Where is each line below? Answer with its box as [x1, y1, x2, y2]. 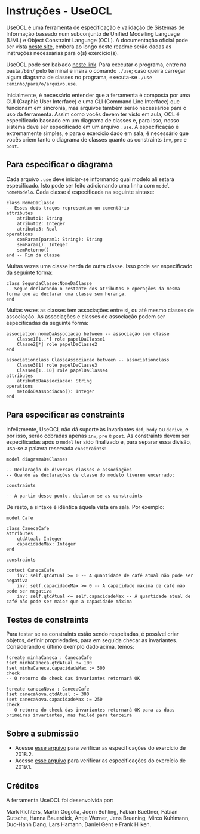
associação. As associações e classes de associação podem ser [6, 312, 165, 320]
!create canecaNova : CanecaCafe [6, 686, 90, 692]
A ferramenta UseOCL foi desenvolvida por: [6, 796, 114, 804]
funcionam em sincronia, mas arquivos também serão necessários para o [6, 104, 187, 111]
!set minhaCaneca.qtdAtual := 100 [6, 660, 93, 666]
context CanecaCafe [6, 567, 55, 573]
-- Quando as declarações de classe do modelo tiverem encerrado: [6, 472, 175, 478]
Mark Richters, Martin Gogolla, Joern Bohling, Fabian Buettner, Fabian [6, 808, 178, 815]
